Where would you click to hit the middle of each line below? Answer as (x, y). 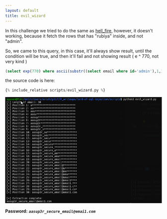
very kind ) (16, 61)
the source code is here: (30, 81)
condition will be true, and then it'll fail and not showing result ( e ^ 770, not (82, 56)
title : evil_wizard (25, 16)
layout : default (22, 10)
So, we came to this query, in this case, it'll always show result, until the (79, 51)
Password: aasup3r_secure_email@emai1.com (50, 211)
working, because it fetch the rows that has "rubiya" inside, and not (74, 36)
